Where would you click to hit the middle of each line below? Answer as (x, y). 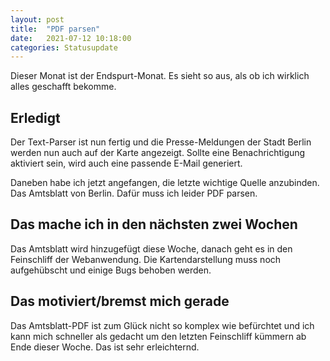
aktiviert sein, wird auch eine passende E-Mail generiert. (126, 163)
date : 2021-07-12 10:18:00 (71, 38)
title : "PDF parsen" (55, 29)
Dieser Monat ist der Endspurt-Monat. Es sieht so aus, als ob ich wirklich (160, 76)
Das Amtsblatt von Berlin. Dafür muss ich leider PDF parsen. (134, 193)
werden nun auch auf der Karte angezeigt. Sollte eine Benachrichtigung (158, 153)
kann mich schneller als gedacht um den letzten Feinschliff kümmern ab (158, 336)
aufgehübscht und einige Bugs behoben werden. (111, 270)
